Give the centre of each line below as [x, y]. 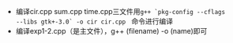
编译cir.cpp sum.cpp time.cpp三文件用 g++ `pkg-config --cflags [120, 11]
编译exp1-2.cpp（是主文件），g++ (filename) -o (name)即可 [111, 31]
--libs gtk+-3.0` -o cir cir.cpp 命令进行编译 [94, 21]
